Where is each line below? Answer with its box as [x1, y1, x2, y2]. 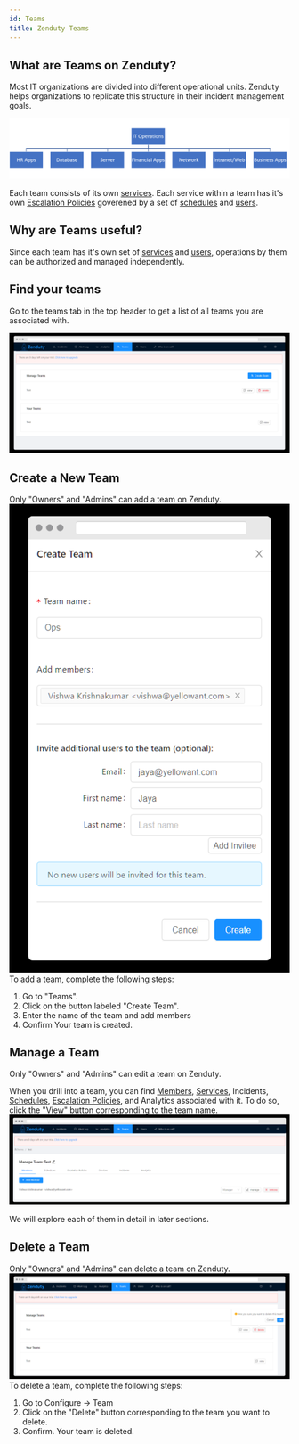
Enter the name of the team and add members [21, 1009, 191, 1020]
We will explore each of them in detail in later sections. [9, 1213, 209, 1224]
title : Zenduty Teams [9, 23, 90, 33]
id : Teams [9, 14, 46, 23]
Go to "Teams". [21, 991, 78, 1001]
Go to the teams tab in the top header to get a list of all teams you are [9, 306, 264, 316]
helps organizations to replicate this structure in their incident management [9, 91, 285, 102]
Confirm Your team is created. [21, 1019, 133, 1030]
